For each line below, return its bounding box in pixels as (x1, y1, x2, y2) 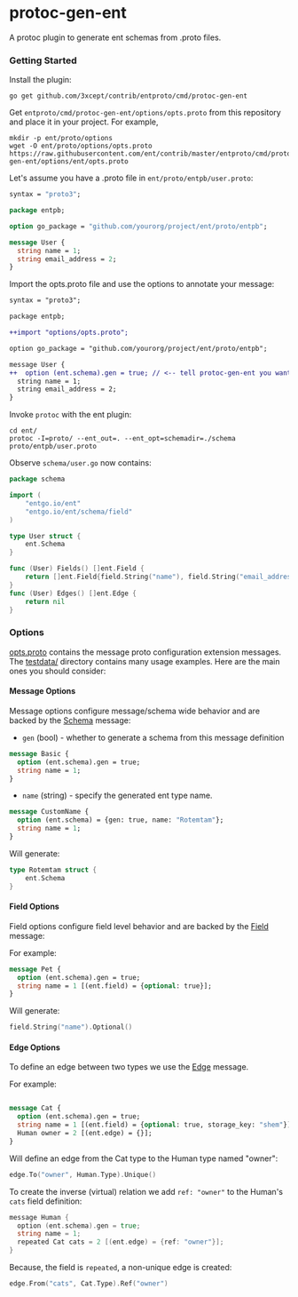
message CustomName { (9, 808, 90, 816)
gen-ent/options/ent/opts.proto (9, 157, 129, 166)
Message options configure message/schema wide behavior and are (9, 705, 260, 716)
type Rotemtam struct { (9, 865, 98, 874)
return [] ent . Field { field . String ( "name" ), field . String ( (25, 572, 240, 582)
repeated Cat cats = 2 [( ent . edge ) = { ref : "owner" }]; (17, 1237, 224, 1246)
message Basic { (9, 749, 69, 758)
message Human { (9, 1213, 69, 1221)
